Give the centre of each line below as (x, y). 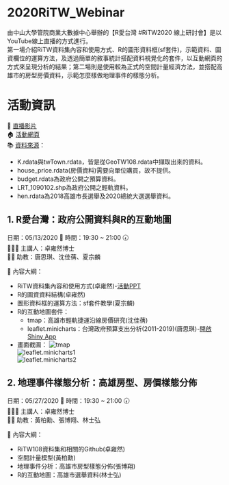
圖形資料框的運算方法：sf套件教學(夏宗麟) (76, 303)
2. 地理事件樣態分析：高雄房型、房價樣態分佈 (102, 383)
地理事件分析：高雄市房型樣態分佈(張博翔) (76, 466)
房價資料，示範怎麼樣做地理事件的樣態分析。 (99, 75)
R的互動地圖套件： (43, 311)
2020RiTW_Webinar (66, 13)
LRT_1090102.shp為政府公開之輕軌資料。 (74, 187)
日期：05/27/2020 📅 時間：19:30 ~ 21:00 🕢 (68, 400)
